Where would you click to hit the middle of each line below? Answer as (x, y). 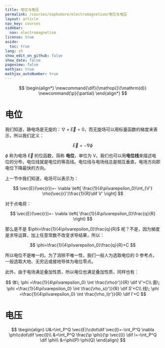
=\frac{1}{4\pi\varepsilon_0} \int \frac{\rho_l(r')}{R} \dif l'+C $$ (83, 294)
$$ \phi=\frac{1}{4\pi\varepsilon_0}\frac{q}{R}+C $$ (83, 245)
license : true (20, 38)
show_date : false (23, 60)
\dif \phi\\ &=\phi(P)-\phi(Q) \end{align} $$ (83, 340)
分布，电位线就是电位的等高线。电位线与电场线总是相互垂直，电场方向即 (87, 161)
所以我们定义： (29, 135)
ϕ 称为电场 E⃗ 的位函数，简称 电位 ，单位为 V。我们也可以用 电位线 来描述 (79, 155)
